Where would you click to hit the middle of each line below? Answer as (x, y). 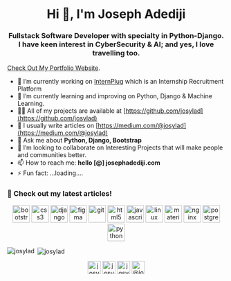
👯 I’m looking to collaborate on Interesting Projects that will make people (120, 147)
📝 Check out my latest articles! (60, 194)
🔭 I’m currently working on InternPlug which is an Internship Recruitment (120, 82)
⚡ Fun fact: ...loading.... (50, 173)
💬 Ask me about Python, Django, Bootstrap (79, 140)
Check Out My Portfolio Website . (54, 68)
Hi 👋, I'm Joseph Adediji (116, 14)
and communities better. (52, 155)
